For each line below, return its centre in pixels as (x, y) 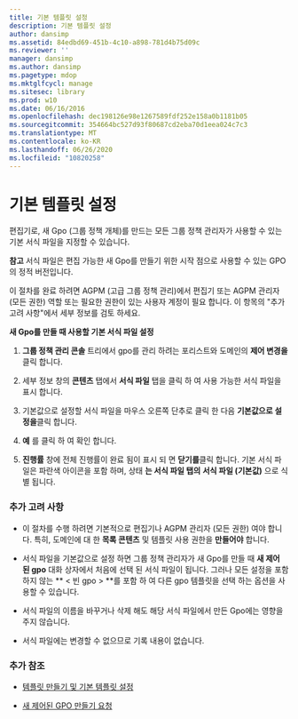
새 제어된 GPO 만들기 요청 (67, 706)
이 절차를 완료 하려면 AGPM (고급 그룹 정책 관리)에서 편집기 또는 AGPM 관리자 (145, 291)
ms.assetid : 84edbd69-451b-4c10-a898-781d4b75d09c (105, 42)
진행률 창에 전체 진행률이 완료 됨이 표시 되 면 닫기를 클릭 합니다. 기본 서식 (147, 459)
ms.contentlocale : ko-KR (55, 141)
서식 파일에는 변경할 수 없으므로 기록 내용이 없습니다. (113, 640)
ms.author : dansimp (45, 68)
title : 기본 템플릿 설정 (49, 17)
